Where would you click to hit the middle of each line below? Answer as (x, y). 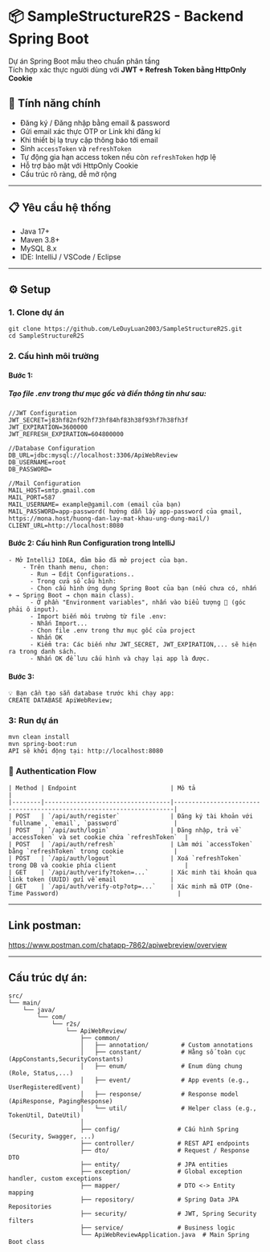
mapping (21, 1193)
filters (21, 1221)
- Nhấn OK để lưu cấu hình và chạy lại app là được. (120, 659)
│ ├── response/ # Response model (160, 1095)
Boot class (27, 1242)
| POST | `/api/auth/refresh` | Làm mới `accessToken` (131, 844)
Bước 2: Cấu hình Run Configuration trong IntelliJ (92, 543)
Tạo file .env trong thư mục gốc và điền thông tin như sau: (107, 394)
